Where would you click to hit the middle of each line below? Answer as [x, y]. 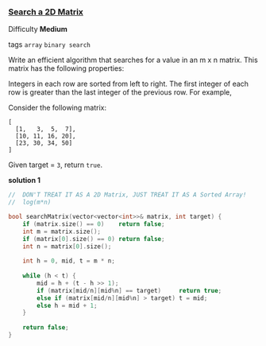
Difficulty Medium [38, 29]
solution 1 [25, 181]
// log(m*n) [30, 202]
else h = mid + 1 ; [67, 305]
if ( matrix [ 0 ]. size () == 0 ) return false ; [94, 239]
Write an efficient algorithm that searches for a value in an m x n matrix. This [133, 60]
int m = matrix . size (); [62, 231]
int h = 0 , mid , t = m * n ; [69, 261]
